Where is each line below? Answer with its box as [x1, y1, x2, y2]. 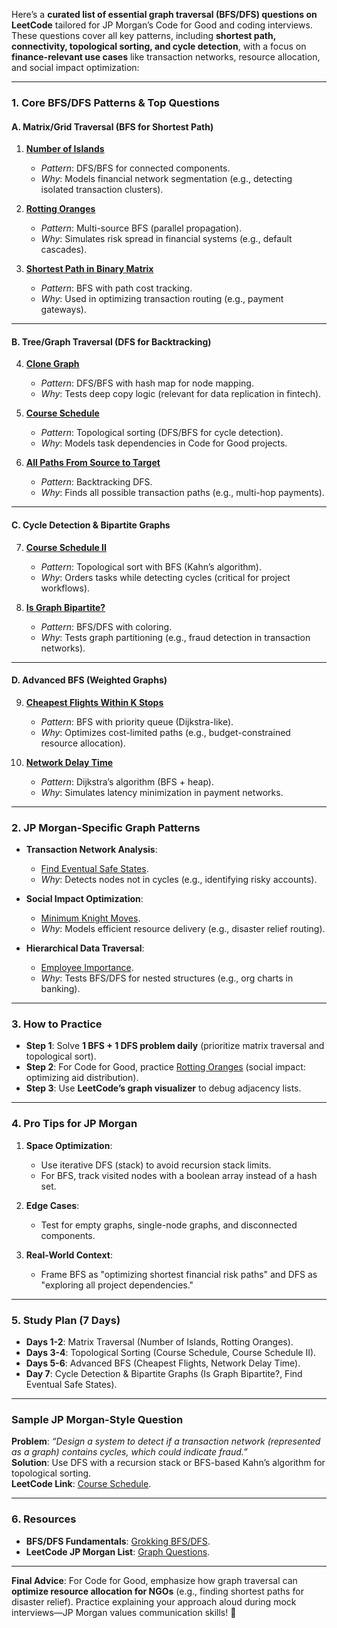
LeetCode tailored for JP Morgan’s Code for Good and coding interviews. [11, 19, 313, 31]
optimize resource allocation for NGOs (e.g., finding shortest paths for [11, 1585, 304, 1597]
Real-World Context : [25, 1249, 113, 1261]
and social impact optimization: [11, 62, 140, 73]
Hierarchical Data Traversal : [25, 942, 145, 954]
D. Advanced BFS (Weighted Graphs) [11, 674, 168, 686]
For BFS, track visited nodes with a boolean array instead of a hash [40, 1169, 318, 1181]
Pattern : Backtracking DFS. [40, 476, 153, 488]
